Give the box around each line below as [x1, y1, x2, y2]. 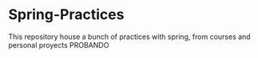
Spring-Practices [8, 6, 125, 24]
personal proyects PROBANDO [8, 40, 109, 49]
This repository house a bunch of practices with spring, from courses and [8, 32, 251, 41]
